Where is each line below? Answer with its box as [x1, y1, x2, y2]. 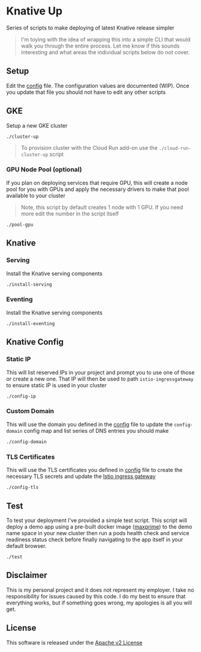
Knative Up [6, 4, 63, 18]
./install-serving [6, 281, 52, 287]
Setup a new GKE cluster [6, 122, 68, 129]
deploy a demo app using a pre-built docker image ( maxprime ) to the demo [6, 523, 193, 530]
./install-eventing [6, 320, 55, 326]
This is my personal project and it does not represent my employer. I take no [6, 586, 194, 594]
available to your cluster [6, 191, 66, 199]
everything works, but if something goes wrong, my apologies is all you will [6, 599, 192, 606]
